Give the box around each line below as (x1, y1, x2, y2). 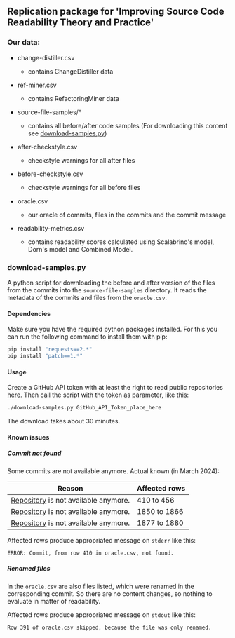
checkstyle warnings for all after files (27, 156, 135, 164)
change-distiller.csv (17, 53, 75, 62)
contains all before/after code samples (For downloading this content (27, 121, 228, 130)
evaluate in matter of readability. (7, 597, 100, 605)
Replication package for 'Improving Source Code (7, 6, 224, 18)
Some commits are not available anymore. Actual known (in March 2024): (7, 466, 220, 475)
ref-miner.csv (17, 81, 57, 89)
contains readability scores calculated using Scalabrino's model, (27, 238, 215, 246)
